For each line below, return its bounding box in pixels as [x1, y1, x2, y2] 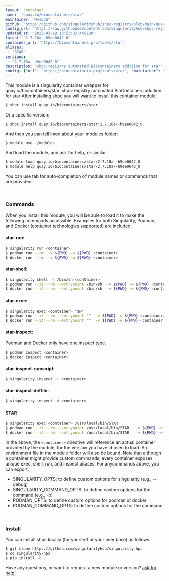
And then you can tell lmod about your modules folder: [5, 131, 118, 137]
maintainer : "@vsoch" [5, 17, 51, 22]
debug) [12, 481, 28, 487]
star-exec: [5, 297, 28, 303]
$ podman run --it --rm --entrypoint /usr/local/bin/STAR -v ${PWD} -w [5, 426, 163, 431]
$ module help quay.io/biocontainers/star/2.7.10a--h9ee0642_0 [5, 164, 141, 169]
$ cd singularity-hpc [5, 551, 51, 556]
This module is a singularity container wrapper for [5, 82, 109, 88]
